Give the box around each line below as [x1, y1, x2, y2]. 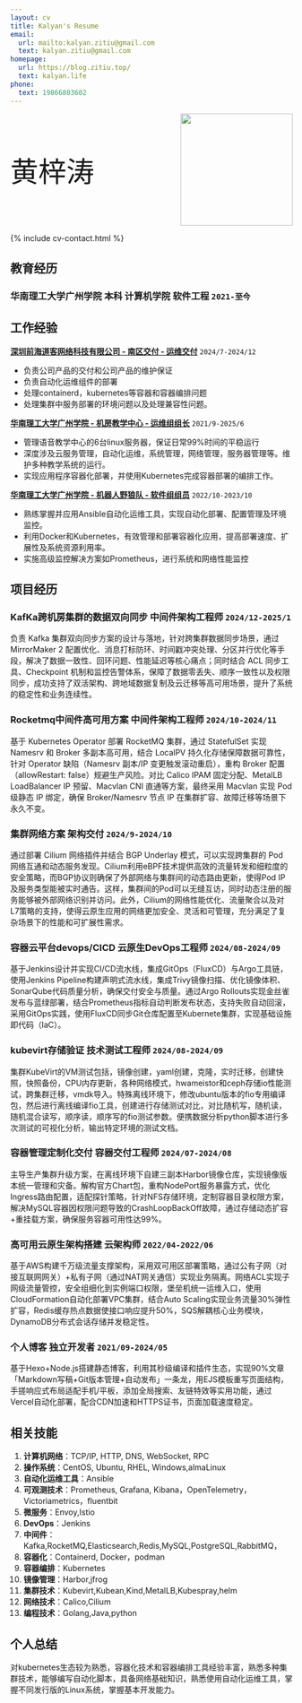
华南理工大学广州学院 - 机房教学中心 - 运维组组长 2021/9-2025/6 [10, 418, 245, 428]
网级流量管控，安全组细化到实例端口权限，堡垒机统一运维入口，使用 [10, 1283, 262, 1293]
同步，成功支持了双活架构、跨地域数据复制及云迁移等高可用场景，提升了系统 [10, 678, 293, 688]
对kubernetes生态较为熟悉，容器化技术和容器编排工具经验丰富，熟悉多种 [10, 1662, 280, 1673]
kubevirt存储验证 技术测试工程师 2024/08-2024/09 [10, 1044, 223, 1057]
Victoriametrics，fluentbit [22, 1496, 118, 1507]
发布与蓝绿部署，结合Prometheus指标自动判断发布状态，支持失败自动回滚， [10, 997, 290, 1008]
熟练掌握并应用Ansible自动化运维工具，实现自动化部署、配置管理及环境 [22, 508, 287, 519]
